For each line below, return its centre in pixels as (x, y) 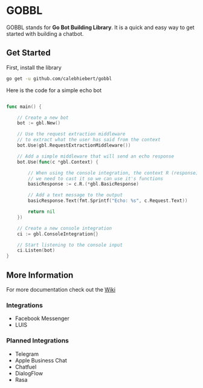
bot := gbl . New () (39, 123)
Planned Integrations (38, 341)
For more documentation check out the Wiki (61, 289)
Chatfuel (26, 367)
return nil (42, 212)
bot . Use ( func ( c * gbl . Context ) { (58, 162)
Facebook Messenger (42, 318)
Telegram (27, 354)
